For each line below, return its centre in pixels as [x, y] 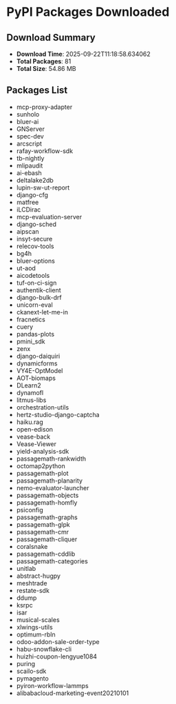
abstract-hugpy [38, 576]
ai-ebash [29, 172]
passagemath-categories [52, 561]
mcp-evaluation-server [49, 217]
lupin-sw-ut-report [43, 188]
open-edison [34, 429]
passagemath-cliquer [47, 539]
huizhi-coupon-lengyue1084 [57, 656]
